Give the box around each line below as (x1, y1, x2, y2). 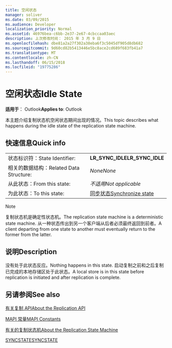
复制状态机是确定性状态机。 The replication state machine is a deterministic (5, 213, 164, 220)
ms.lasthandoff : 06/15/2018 (5, 60, 66, 65)
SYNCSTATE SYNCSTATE (5, 337, 58, 343)
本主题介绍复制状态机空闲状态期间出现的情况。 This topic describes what (5, 117, 159, 123)
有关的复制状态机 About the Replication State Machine (5, 327, 118, 333)
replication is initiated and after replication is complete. (5, 274, 121, 280)
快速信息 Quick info (5, 139, 66, 147)
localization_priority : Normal (5, 27, 72, 32)
